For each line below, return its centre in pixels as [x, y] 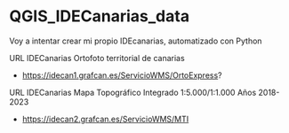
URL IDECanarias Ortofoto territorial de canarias [97, 58]
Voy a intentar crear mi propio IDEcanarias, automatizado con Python [136, 41]
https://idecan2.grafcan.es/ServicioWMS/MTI [105, 119]
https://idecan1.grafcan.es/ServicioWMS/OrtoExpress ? [122, 75]
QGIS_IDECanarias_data [99, 16]
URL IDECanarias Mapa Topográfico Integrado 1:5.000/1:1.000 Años [133, 92]
